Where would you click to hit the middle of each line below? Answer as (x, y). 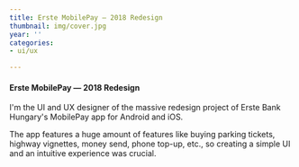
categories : (32, 43)
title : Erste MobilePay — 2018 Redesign (86, 18)
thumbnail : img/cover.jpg (58, 26)
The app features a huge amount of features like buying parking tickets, (142, 135)
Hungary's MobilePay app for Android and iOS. (96, 117)
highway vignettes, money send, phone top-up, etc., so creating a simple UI (150, 144)
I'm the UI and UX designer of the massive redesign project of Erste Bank (145, 108)
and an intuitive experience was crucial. (83, 154)
